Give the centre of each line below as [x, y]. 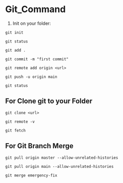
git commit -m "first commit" [37, 59]
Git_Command [36, 9]
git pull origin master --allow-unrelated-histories [62, 158]
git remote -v [20, 122]
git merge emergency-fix [31, 175]
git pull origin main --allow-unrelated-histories [59, 166]
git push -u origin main [31, 77]
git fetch [16, 130]
